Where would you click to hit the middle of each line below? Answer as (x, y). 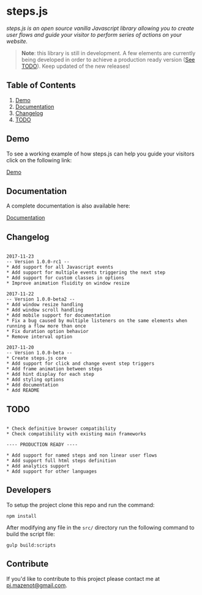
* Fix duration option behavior (47, 332)
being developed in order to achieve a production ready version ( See (108, 59)
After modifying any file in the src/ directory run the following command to (100, 527)
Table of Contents (41, 85)
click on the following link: (39, 160)
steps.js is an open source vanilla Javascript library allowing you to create (100, 28)
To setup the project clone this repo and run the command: (80, 505)
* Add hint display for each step (50, 375)
